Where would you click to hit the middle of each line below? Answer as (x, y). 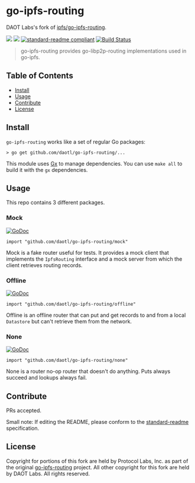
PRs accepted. (24, 411)
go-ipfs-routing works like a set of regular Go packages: (76, 142)
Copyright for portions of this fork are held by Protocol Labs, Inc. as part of (97, 461)
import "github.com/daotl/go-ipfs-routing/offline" (71, 304)
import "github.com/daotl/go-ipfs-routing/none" (67, 361)
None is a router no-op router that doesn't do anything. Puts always (88, 371)
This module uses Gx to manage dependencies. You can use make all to (94, 163)
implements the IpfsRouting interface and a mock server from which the (94, 259)
